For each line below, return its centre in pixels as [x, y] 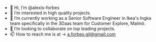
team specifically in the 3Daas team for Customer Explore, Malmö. [78, 23]
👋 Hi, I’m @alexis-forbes [35, 8]
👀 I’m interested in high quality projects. [50, 13]
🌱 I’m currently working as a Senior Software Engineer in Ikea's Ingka [80, 18]
